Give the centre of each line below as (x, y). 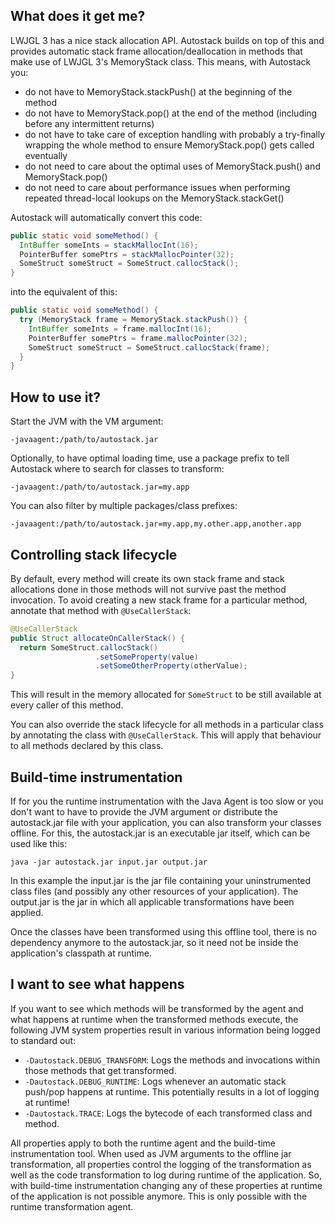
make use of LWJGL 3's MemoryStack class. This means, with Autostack (161, 61)
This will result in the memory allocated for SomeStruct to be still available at (166, 695)
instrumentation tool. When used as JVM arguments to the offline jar (151, 1153)
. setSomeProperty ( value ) (147, 657)
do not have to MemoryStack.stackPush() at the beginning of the (158, 91)
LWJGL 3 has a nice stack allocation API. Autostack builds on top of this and (167, 40)
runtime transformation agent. (72, 1206)
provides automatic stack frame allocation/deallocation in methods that (156, 51)
